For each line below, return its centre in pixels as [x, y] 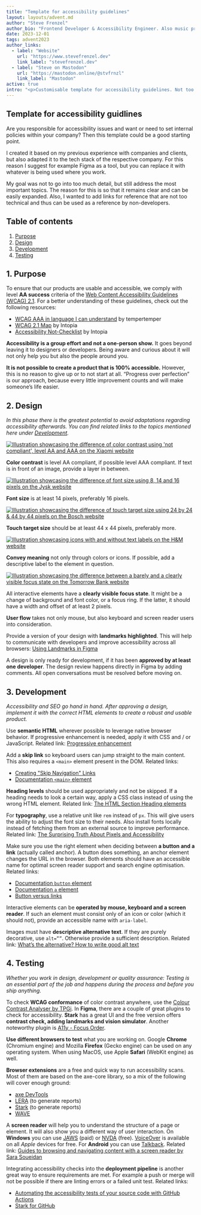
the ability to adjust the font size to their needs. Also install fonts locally [94, 821]
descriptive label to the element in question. [60, 564]
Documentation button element [53, 883]
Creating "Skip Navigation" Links [55, 773]
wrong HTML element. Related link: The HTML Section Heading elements [96, 803]
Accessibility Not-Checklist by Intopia [61, 332]
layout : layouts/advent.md [40, 17]
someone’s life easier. [33, 387]
